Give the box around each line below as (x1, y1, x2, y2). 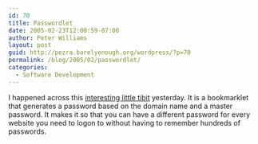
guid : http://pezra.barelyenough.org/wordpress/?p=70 (8, 49, 192, 56)
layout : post (8, 41, 52, 49)
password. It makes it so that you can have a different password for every (8, 109, 251, 119)
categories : (8, 64, 48, 72)
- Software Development (15, 71, 94, 79)
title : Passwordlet (8, 19, 73, 27)
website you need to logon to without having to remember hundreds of (8, 118, 241, 127)
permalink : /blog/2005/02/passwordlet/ (8, 56, 141, 64)
